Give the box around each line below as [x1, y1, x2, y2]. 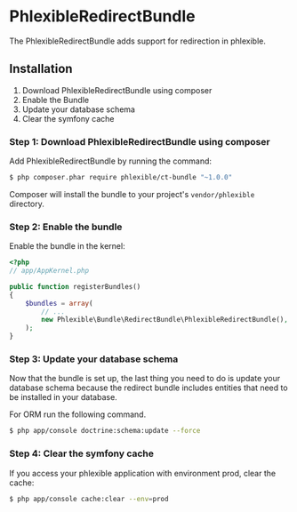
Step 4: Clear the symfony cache [9, 447, 154, 460]
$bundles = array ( [25, 299, 93, 308]
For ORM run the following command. [9, 409, 147, 420]
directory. [9, 198, 44, 209]
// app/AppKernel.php [9, 267, 90, 276]
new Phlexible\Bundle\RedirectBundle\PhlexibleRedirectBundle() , [41, 316, 289, 324]
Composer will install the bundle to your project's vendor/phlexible [9, 188, 255, 199]
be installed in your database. [9, 392, 117, 403]
